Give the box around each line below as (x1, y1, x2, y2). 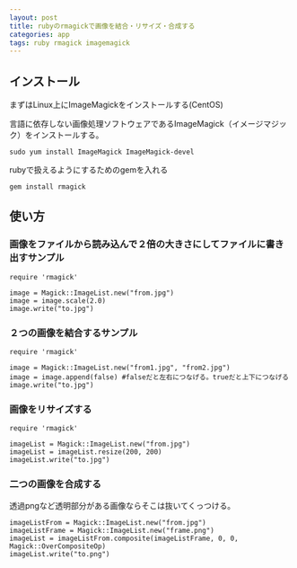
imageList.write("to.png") (9, 549, 110, 558)
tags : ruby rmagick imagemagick (9, 38, 130, 48)
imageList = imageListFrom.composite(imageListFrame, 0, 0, (9, 534, 240, 543)
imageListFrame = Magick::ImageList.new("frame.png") (9, 526, 215, 535)
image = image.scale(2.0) (9, 296, 106, 306)
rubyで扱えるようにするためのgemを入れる (9, 164, 169, 175)
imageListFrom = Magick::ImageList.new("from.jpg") (9, 518, 206, 527)
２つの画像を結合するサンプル (9, 326, 138, 339)
